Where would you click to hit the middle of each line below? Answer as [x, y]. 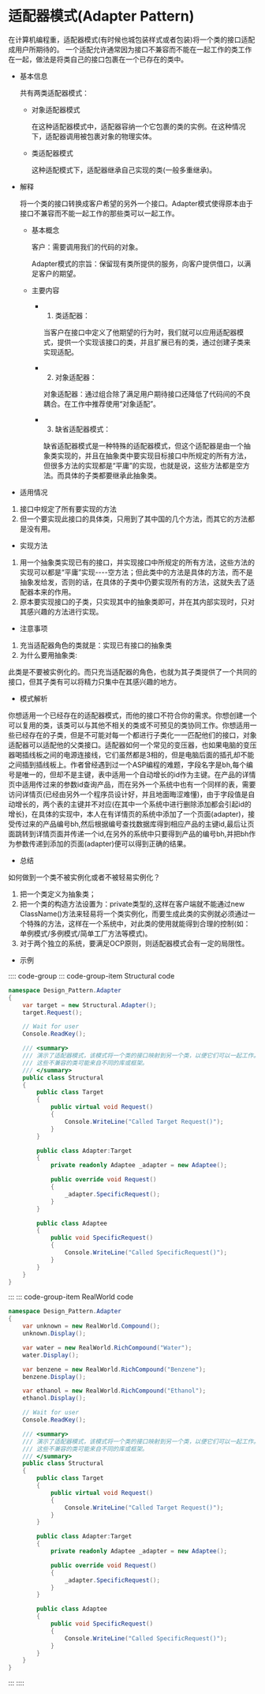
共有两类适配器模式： [54, 92]
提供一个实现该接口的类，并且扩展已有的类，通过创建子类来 [154, 342]
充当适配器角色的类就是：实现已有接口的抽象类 [95, 645]
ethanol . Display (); [54, 1399]
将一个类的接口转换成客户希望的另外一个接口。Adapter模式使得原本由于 [136, 203]
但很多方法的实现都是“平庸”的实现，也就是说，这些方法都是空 [143, 465]
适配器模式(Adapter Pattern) [101, 16]
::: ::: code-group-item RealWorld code [71, 1297]
